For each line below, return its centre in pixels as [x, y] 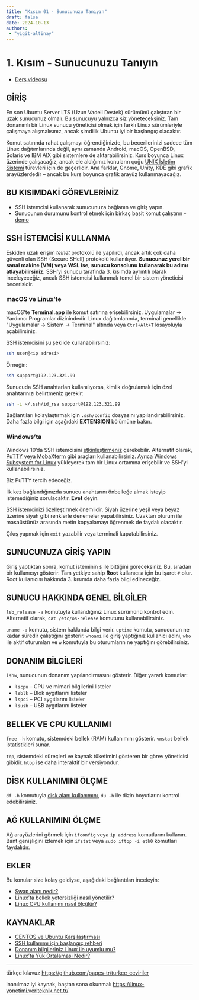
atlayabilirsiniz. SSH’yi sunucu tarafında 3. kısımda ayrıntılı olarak [86, 271]
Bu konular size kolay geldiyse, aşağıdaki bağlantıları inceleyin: [83, 880]
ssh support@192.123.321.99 [41, 376]
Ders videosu [31, 79]
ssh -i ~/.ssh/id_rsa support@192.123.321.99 [63, 404]
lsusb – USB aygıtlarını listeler [51, 706]
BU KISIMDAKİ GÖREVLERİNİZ [63, 193]
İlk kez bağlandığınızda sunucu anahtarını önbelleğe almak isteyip [86, 492]
